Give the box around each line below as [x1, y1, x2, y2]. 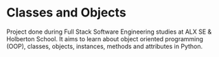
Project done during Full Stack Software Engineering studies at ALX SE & [6, 27, 212, 36]
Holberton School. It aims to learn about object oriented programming [6, 34, 204, 43]
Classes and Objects [6, 5, 126, 21]
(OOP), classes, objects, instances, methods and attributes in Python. [6, 42, 203, 50]
